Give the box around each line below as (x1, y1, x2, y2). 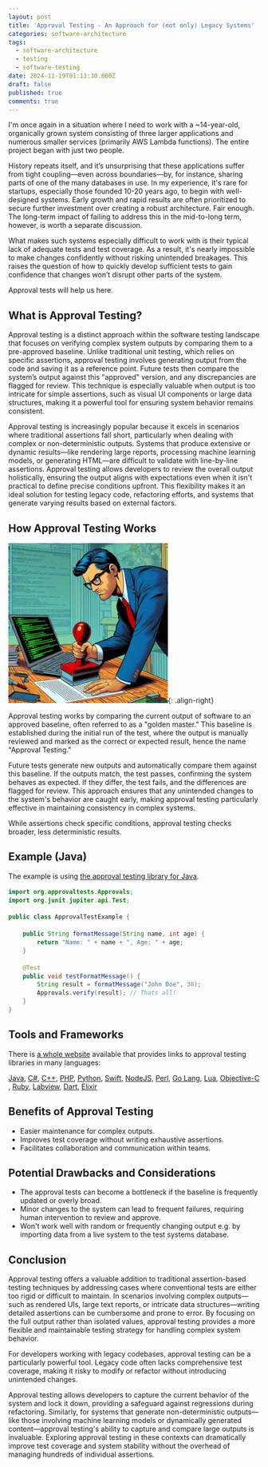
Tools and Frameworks (8, 1028, 124, 1042)
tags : (8, 38, 26, 46)
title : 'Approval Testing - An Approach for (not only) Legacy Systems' (8, 21, 255, 30)
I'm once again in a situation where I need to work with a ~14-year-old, (8, 120, 241, 130)
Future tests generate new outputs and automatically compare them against (8, 760, 258, 770)
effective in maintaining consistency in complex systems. (8, 803, 195, 812)
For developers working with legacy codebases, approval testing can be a (8, 1349, 251, 1359)
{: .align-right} (167, 696, 215, 705)
